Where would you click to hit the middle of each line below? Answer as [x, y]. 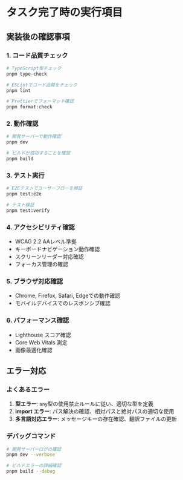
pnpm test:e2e [24, 194]
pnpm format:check [29, 107]
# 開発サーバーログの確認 [34, 449]
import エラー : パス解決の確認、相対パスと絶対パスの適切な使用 [95, 412]
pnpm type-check [27, 74]
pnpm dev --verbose [31, 455]
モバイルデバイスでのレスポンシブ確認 [63, 303]
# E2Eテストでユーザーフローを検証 [44, 188]
